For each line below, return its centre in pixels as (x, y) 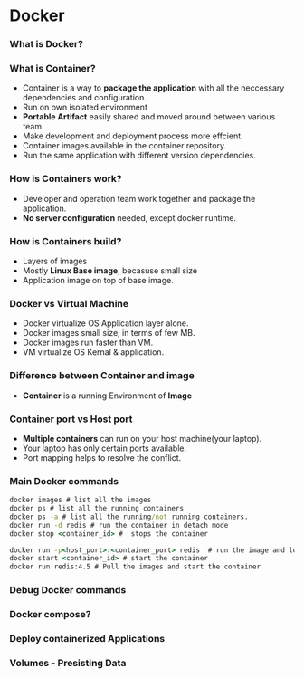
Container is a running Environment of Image (107, 396)
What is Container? (53, 69)
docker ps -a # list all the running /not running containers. (129, 517)
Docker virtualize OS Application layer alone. (105, 323)
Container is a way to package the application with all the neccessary (153, 88)
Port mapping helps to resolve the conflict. (102, 457)
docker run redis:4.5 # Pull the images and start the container (135, 567)
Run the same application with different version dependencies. (139, 156)
